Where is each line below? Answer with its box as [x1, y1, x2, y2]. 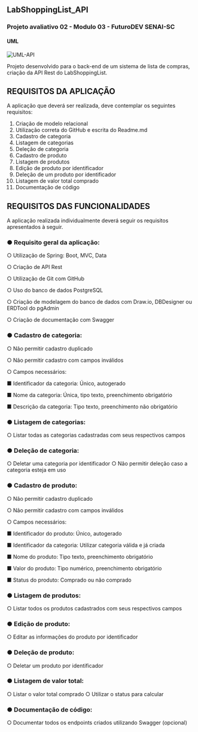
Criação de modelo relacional [15, 120, 89, 128]
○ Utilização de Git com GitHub [7, 275, 85, 282]
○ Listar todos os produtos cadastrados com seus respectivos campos [7, 604, 182, 612]
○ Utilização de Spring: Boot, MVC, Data [7, 252, 107, 259]
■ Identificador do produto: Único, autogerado [7, 530, 122, 537]
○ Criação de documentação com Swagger [7, 316, 114, 323]
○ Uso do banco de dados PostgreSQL [7, 287, 103, 294]
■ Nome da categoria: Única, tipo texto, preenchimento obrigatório [7, 391, 173, 398]
